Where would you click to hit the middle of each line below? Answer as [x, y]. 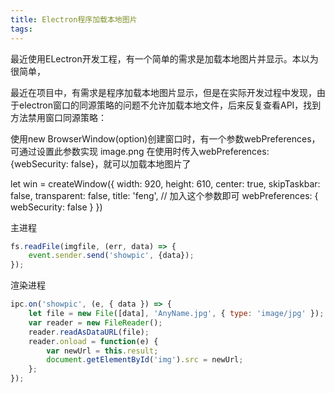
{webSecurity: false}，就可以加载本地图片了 [101, 163]
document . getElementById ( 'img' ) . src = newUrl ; [145, 360]
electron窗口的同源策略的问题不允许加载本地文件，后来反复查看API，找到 [170, 105]
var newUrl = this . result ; [102, 351]
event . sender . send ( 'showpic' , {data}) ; [111, 256]
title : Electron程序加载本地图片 [74, 19]
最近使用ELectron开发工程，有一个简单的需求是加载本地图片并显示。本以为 [164, 58]
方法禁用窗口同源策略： [58, 117]
